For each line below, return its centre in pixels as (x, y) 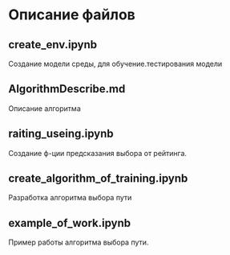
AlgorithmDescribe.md (67, 89)
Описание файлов (72, 15)
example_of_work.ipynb (69, 223)
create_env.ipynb (53, 45)
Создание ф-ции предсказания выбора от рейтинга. (97, 153)
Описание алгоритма (45, 108)
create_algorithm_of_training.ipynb (98, 179)
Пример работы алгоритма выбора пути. (79, 242)
